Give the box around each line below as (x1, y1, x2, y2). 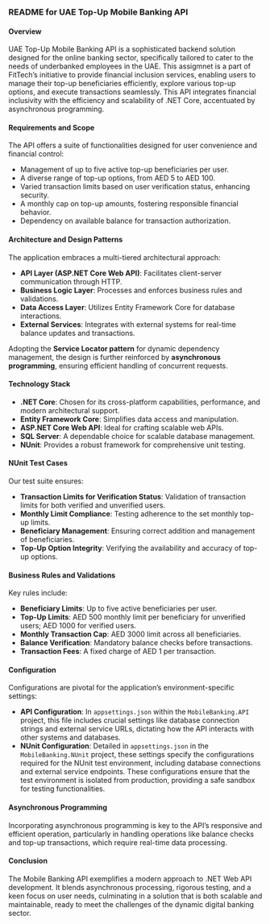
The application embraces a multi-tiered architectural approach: (8, 252, 221, 262)
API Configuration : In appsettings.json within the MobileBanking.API (19, 707, 250, 717)
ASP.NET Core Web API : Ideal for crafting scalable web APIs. (19, 422, 224, 433)
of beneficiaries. (19, 534, 75, 544)
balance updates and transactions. (19, 328, 135, 338)
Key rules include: (8, 588, 69, 598)
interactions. (19, 311, 62, 321)
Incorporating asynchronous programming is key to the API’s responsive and (8, 820, 263, 830)
